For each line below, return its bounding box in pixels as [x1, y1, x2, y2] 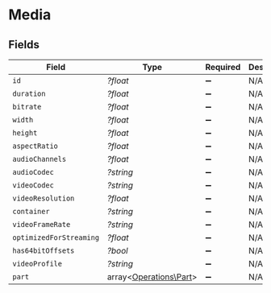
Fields [8, 38, 40, 52]
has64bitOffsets [12, 246, 75, 255]
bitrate [12, 102, 42, 111]
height [12, 129, 38, 138]
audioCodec [12, 167, 54, 176]
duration [12, 89, 46, 98]
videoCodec [12, 181, 54, 190]
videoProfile [12, 259, 63, 268]
